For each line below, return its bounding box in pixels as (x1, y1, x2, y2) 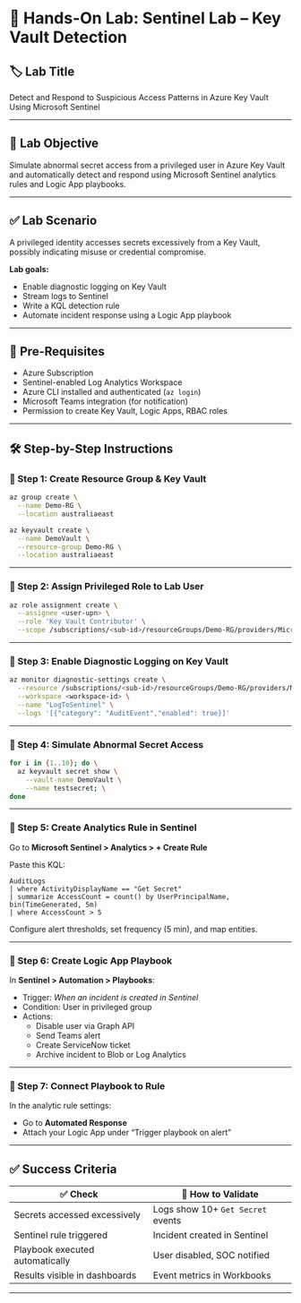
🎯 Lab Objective (9, 136, 99, 151)
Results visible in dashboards (13, 1269, 137, 1282)
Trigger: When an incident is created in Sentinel (21, 991, 199, 1002)
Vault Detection (9, 27, 128, 47)
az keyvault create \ (9, 526, 90, 535)
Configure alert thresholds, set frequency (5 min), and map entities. (9, 923, 258, 934)
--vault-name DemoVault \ (25, 775, 123, 784)
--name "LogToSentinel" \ (17, 700, 115, 709)
